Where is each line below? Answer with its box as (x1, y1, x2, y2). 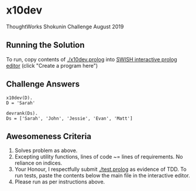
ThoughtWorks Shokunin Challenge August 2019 (6, 23, 124, 30)
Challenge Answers (6, 79, 80, 89)
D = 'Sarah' (6, 100, 35, 106)
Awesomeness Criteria (6, 131, 92, 141)
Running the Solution (6, 40, 85, 50)
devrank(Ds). (6, 110, 38, 116)
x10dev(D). (6, 95, 33, 101)
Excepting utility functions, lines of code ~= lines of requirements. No (14, 153, 184, 160)
